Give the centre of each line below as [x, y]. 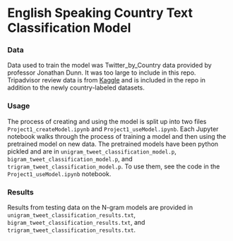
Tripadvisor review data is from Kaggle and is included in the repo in [107, 80]
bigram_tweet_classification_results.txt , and [76, 223]
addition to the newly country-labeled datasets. [76, 88]
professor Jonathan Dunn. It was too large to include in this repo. [102, 73]
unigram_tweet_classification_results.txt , [72, 215]
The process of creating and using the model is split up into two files [107, 121]
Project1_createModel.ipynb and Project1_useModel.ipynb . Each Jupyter [113, 129]
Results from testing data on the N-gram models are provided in [100, 208]
